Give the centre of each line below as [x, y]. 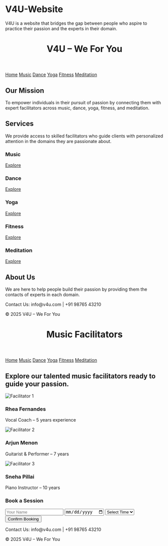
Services [20, 124]
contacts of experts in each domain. [43, 295]
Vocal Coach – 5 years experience [41, 420]
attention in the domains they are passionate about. [58, 141]
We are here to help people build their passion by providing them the [76, 289]
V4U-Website [34, 9]
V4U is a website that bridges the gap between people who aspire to [76, 23]
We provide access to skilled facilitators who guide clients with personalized [84, 136]
